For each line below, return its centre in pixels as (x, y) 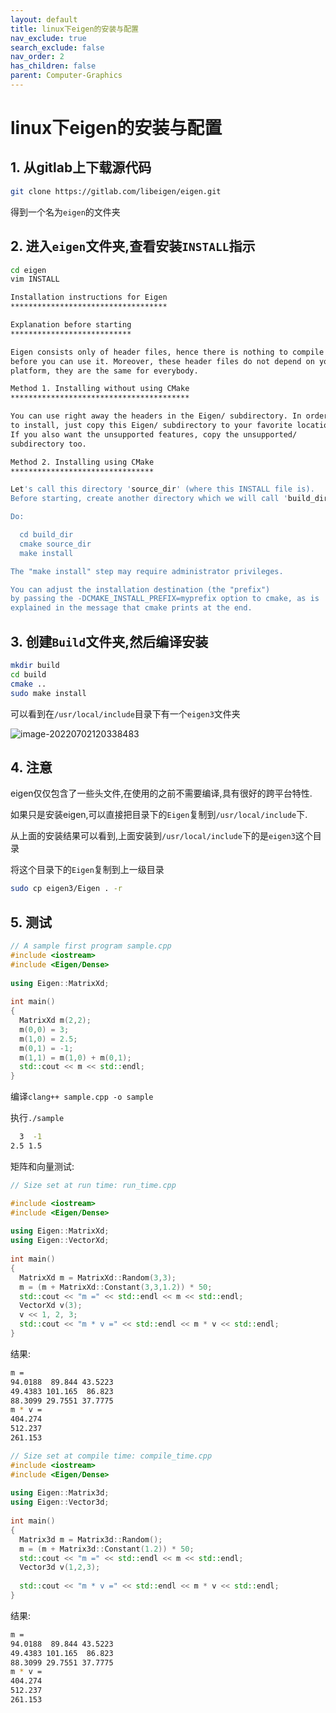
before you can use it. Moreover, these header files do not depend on (162, 361)
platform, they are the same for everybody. (104, 371)
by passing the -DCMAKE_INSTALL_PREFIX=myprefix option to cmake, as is (165, 599)
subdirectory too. (48, 444)
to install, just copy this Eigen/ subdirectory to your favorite (151, 426)
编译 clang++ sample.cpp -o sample (82, 1097)
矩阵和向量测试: (42, 1166)
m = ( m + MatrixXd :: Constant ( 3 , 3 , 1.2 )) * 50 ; (116, 1287)
